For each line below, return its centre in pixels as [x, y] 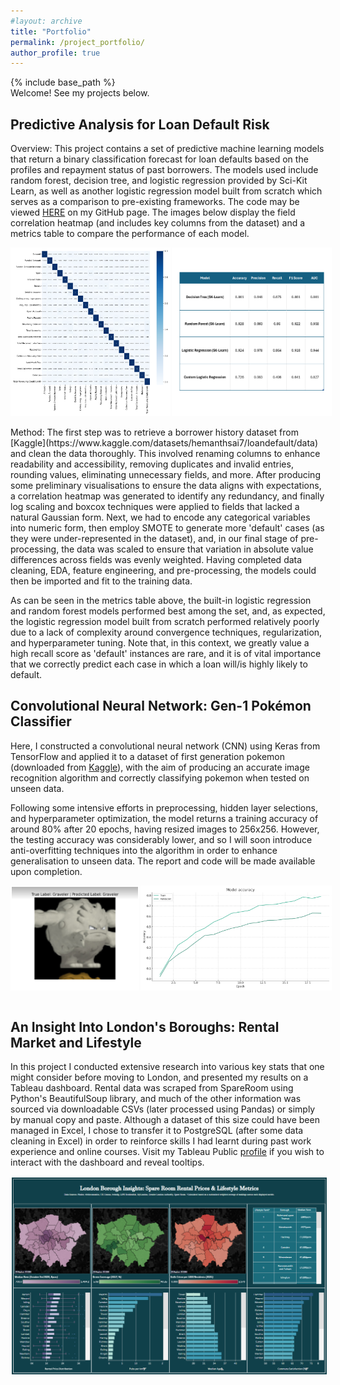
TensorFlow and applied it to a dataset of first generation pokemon [148, 756]
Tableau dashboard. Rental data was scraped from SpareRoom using [152, 1088]
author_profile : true [55, 53]
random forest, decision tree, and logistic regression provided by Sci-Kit [159, 181]
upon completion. [46, 871]
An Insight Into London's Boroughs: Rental [145, 1026]
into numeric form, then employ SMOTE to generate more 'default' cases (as [167, 528]
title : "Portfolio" [51, 31]
